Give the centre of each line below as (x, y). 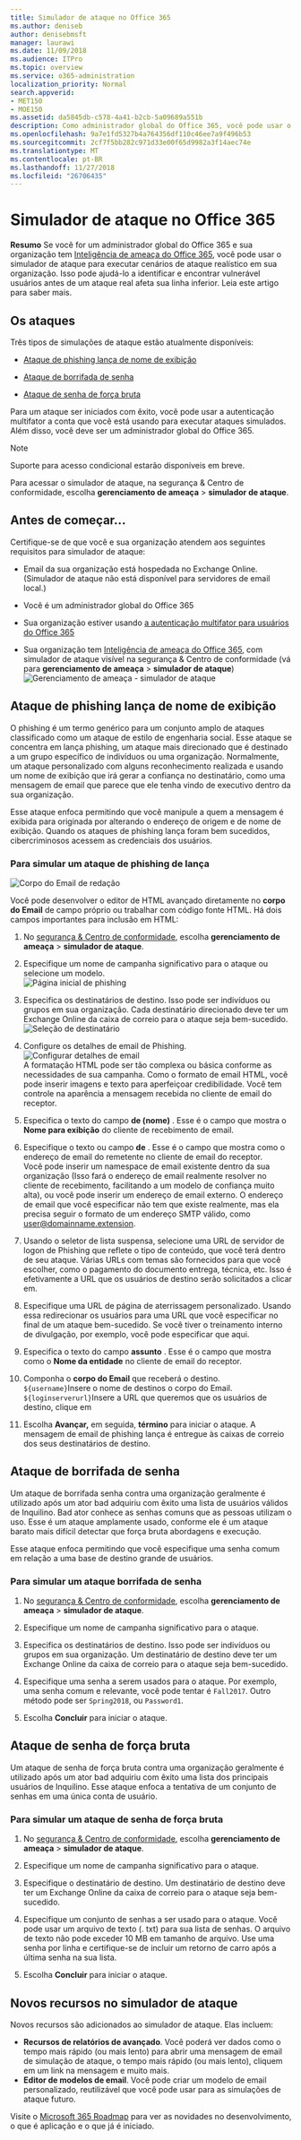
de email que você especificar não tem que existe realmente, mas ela (151, 1204)
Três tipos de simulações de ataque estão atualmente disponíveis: (132, 342)
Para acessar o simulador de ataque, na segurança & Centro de (127, 483)
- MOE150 (26, 109)
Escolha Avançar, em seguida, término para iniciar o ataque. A (139, 1424)
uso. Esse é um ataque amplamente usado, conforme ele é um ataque (139, 1521)
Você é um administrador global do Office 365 (108, 605)
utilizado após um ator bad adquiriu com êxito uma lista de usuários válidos (149, 1502)
